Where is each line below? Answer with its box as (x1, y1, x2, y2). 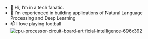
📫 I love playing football (10, 21, 61, 27)
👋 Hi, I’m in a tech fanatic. (10, 5, 65, 10)
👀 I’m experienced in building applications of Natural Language (10, 10, 143, 16)
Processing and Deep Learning (10, 15, 76, 21)
